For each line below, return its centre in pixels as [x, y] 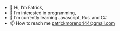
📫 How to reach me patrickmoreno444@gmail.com [62, 23]
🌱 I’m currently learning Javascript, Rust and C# [58, 18]
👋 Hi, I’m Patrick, [26, 8]
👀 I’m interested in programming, [43, 13]
